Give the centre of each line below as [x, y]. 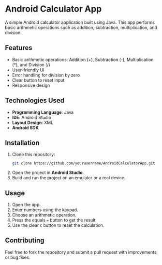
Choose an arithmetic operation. [44, 215]
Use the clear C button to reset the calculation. [58, 225]
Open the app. [26, 205]
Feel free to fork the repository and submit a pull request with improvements [81, 252]
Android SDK [25, 127]
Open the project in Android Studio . [48, 172]
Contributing [25, 241]
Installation [22, 143]
